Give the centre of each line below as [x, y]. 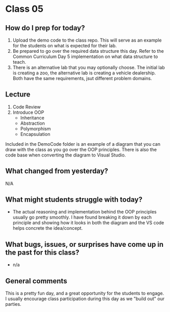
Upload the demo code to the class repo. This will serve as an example [87, 40]
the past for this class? [42, 252]
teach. [19, 62]
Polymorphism [35, 128]
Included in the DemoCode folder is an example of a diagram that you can [83, 144]
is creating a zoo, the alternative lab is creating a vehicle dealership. [84, 73]
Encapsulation [35, 134]
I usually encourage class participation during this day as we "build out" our [85, 299]
